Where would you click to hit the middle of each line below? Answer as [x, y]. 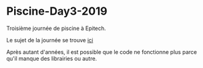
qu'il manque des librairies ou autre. [52, 58]
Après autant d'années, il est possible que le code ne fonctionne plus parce [102, 52]
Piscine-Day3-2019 [57, 11]
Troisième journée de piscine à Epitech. [56, 28]
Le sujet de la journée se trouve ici [50, 40]
